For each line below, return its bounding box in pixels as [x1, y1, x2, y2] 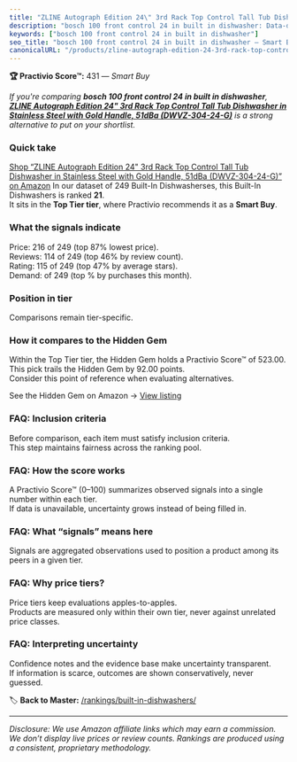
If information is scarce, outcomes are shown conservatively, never [9, 667, 254, 678]
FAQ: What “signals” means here [9, 525, 154, 537]
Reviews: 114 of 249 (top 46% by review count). [9, 251, 184, 261]
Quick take [9, 142, 57, 154]
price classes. [9, 616, 60, 626]
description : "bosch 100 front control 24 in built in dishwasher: [9, 21, 263, 30]
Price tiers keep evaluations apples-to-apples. [9, 597, 178, 608]
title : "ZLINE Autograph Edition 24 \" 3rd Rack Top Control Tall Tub [9, 12, 271, 22]
